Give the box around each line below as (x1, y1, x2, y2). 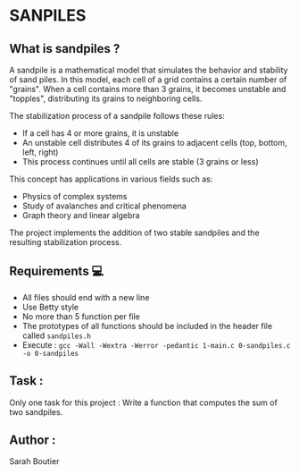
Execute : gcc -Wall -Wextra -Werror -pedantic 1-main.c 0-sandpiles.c (21, 339, 291, 350)
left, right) (21, 147, 59, 157)
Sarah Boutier (9, 456, 60, 467)
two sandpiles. (9, 406, 63, 417)
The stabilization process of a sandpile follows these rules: (9, 111, 225, 121)
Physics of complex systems (21, 191, 128, 201)
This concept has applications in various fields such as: (9, 174, 213, 184)
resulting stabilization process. (9, 237, 122, 247)
